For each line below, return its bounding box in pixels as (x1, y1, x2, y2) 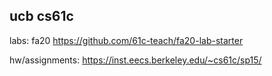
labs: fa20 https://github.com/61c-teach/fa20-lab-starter (9, 34, 244, 46)
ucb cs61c (9, 8, 74, 25)
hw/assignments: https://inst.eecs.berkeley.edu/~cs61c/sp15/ (9, 54, 262, 66)
